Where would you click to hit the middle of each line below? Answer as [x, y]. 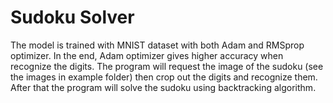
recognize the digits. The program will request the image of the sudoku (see [167, 66]
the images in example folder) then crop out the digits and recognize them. [164, 77]
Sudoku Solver [72, 17]
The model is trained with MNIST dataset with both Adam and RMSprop [157, 45]
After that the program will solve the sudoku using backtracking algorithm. [163, 87]
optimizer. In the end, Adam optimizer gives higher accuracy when [147, 55]
